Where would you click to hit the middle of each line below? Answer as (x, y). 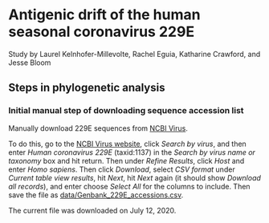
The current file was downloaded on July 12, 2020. (92, 210)
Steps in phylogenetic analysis (87, 88)
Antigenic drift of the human (104, 15)
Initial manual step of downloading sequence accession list (126, 111)
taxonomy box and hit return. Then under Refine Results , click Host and (126, 160)
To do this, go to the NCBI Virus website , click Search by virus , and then (127, 144)
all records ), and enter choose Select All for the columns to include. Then (129, 186)
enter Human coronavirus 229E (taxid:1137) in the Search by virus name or (132, 152)
